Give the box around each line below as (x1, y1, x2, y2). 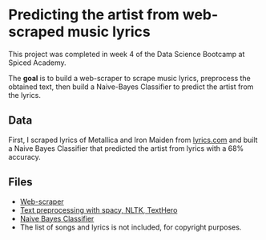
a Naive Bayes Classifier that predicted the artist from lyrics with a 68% (8, 143, 244, 153)
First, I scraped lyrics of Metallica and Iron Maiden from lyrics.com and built (8, 135, 258, 144)
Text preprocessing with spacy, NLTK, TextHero (19, 205, 178, 214)
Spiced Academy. (8, 58, 66, 67)
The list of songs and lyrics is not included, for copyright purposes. (19, 222, 242, 232)
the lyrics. (8, 90, 42, 100)
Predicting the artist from (8, 6, 180, 24)
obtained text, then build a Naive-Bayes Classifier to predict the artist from (8, 82, 254, 92)
